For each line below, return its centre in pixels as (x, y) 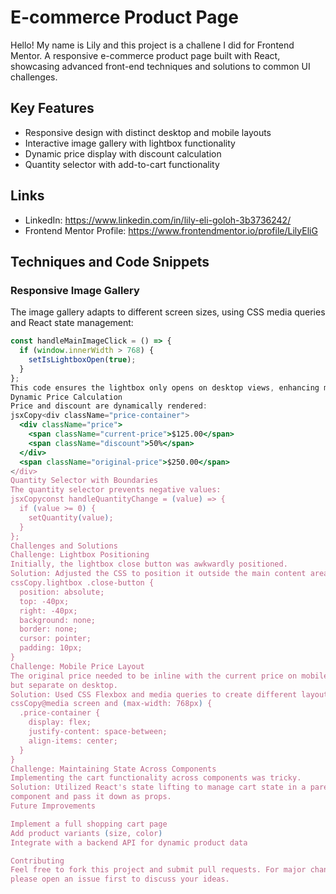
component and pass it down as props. (91, 797)
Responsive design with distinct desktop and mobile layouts (148, 132)
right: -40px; (48, 611)
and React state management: (72, 323)
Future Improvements (53, 806)
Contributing (37, 861)
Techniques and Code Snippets (110, 261)
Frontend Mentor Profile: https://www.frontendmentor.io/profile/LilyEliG (171, 230)
